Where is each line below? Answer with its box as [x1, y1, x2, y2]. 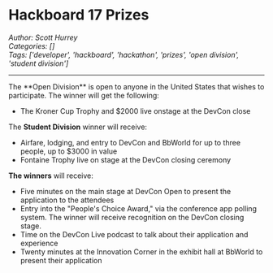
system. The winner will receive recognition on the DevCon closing [19, 212, 245, 222]
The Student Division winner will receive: [8, 122, 148, 132]
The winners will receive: [8, 171, 93, 180]
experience [19, 238, 58, 248]
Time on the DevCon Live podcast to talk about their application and [19, 229, 249, 239]
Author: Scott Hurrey [8, 32, 78, 42]
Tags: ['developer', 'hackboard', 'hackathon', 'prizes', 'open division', [8, 50, 240, 59]
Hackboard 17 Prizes [8, 6, 149, 24]
